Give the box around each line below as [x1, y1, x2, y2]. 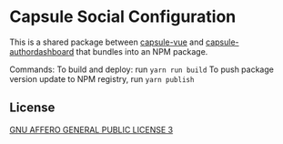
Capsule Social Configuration [9, 6, 237, 27]
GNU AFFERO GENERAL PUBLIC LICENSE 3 [9, 124, 174, 135]
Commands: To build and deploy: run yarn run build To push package [9, 64, 275, 75]
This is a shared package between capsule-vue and [9, 36, 205, 47]
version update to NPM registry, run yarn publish [9, 73, 195, 84]
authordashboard [9, 46, 75, 57]
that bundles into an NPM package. [76, 46, 208, 57]
